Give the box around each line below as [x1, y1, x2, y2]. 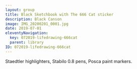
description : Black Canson [5, 16, 62, 21]
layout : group [5, 7, 35, 12]
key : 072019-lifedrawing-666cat [10, 35, 78, 40]
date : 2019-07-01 [5, 26, 42, 31]
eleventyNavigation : [5, 30, 49, 35]
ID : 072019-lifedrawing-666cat [5, 44, 71, 49]
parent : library [10, 40, 44, 45]
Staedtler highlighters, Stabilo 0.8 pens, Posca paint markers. [5, 58, 132, 64]
